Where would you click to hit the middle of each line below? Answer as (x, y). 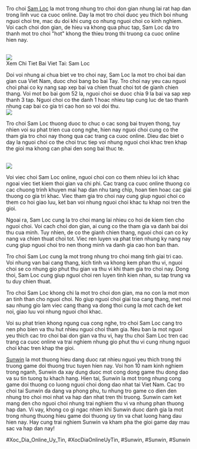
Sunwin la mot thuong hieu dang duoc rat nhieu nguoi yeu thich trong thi (94, 359)
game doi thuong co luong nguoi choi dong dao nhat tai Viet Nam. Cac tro (96, 384)
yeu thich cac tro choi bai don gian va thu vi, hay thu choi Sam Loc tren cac (97, 336)
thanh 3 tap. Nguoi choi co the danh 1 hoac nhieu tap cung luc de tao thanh (97, 100)
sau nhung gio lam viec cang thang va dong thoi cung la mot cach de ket (94, 305)
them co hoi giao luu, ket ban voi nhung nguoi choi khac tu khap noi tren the (98, 202)
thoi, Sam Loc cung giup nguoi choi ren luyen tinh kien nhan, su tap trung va (98, 275)
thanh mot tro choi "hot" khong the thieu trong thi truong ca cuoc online (93, 34)
